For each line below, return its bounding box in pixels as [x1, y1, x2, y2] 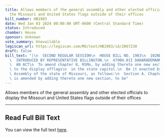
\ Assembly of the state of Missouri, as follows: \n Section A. [9, 71, 146, 76]
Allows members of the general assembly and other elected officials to [5, 89, 148, 95]
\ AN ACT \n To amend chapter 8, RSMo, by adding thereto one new [9, 62, 151, 67]
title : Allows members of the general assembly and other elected [5, 7, 144, 12]
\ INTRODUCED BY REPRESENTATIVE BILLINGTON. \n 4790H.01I [9, 58, 133, 63]
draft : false [5, 48, 32, 53]
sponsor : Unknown [5, 35, 41, 40]
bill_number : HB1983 [5, 16, 48, 21]
